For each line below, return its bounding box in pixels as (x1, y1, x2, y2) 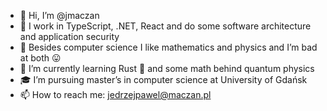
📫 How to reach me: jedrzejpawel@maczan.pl (19, 89, 212, 100)
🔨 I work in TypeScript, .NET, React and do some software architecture (19, 20, 312, 32)
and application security (19, 31, 120, 42)
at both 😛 (19, 52, 62, 64)
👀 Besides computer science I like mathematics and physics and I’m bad (19, 41, 318, 53)
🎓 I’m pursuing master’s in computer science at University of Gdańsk (19, 74, 308, 85)
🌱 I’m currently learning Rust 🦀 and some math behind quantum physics (19, 63, 315, 74)
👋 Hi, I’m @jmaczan (19, 10, 100, 21)
